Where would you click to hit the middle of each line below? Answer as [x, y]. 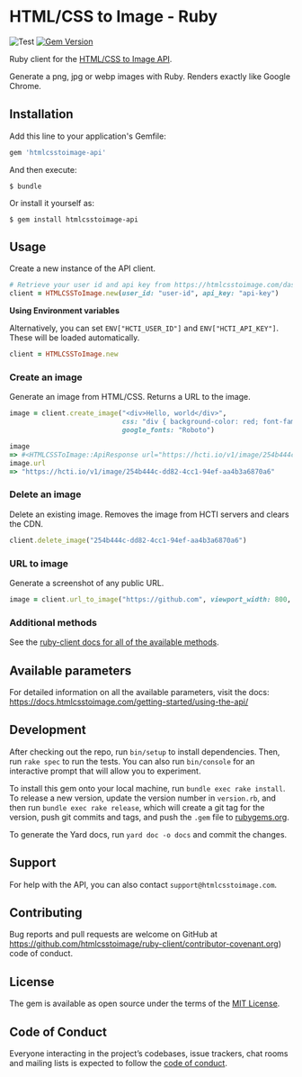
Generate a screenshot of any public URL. [87, 583]
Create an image [46, 377]
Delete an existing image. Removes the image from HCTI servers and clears [149, 514]
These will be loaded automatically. [75, 338]
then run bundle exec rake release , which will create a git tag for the [137, 807]
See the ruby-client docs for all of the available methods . [114, 642]
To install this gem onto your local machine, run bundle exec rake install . [147, 788]
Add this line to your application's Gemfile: [88, 136]
